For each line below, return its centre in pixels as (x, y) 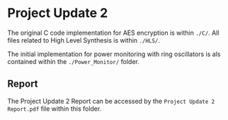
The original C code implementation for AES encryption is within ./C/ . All (113, 33)
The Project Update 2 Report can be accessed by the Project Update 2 (111, 101)
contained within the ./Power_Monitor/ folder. (73, 61)
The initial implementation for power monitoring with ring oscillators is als (114, 54)
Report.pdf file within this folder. (55, 109)
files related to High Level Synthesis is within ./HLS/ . (84, 40)
